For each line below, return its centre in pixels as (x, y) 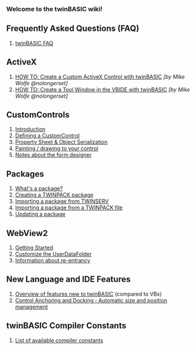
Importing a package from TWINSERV (62, 202)
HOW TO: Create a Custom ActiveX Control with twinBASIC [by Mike (100, 77)
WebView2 (27, 233)
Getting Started (34, 247)
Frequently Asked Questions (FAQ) (73, 29)
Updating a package (40, 214)
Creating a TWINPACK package (54, 195)
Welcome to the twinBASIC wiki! (54, 9)
